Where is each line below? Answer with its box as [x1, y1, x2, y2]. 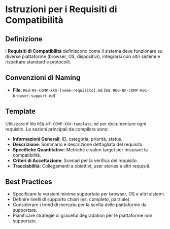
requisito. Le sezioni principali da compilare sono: [5, 126, 109, 132]
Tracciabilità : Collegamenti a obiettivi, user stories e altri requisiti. [12, 162, 151, 169]
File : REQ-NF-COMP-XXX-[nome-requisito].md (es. [12, 87, 112, 93]
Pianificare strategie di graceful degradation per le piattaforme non [12, 212, 153, 219]
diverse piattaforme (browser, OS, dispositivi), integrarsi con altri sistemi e [5, 53, 160, 59]
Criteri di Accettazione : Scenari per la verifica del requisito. [12, 157, 138, 163]
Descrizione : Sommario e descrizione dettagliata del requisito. [12, 141, 144, 147]
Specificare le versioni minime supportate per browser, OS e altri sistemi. [12, 191, 165, 197]
